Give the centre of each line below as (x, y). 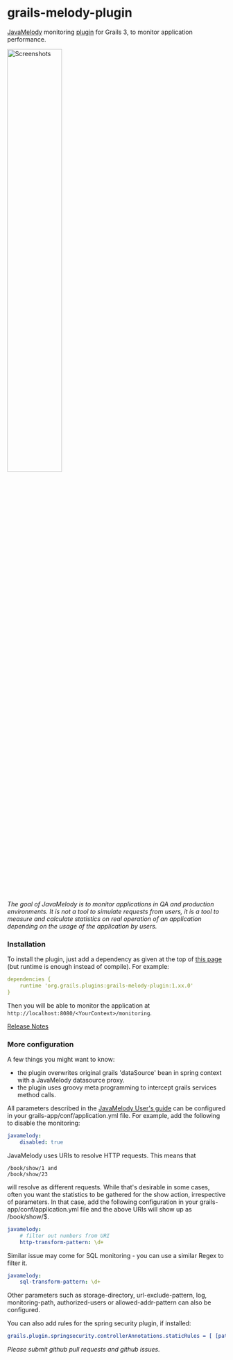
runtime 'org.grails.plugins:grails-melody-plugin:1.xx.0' (107, 986)
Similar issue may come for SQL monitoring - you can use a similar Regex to (115, 1255)
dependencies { (29, 979)
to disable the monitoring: (44, 1123)
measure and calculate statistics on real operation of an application (104, 919)
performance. (27, 39)
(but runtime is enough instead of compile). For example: (88, 967)
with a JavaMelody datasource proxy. (71, 1081)
